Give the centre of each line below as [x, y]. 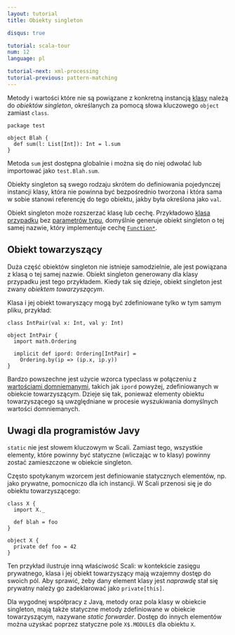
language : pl [26, 59]
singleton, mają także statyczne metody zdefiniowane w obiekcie [101, 609]
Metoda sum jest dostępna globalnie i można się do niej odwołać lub [105, 163]
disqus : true [26, 33]
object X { [23, 541]
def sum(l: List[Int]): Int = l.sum [67, 144]
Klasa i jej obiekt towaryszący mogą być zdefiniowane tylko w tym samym [114, 302]
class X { [22, 504]
